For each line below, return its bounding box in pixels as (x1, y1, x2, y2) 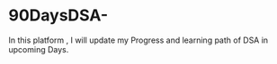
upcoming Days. (8, 44, 69, 54)
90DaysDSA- (8, 5, 109, 26)
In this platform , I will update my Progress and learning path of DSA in (8, 35, 269, 45)
